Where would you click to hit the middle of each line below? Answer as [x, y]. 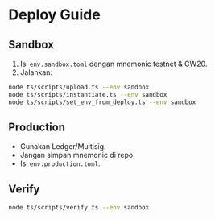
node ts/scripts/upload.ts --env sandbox [79, 87]
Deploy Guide [54, 15]
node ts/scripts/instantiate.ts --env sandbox [88, 94]
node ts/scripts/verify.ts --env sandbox [79, 208]
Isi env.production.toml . [60, 163]
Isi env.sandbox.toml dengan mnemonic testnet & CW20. [114, 64]
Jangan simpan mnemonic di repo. [77, 155]
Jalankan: [36, 72]
